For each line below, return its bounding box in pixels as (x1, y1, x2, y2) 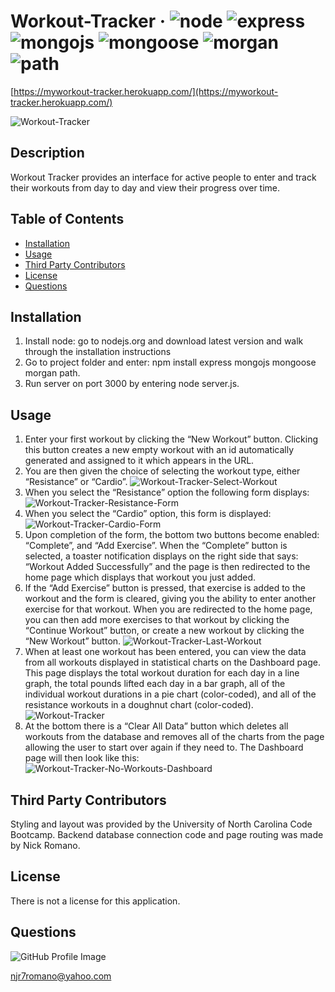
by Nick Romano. (10, 840, 81, 851)
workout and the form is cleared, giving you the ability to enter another (24, 593, 317, 605)
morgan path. (24, 367, 81, 379)
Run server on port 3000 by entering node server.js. (24, 378, 240, 390)
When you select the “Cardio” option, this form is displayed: (24, 508, 272, 520)
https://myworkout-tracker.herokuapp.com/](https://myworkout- (13, 85, 279, 97)
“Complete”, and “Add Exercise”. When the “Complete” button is (24, 540, 288, 552)
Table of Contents (10, 211, 125, 228)
